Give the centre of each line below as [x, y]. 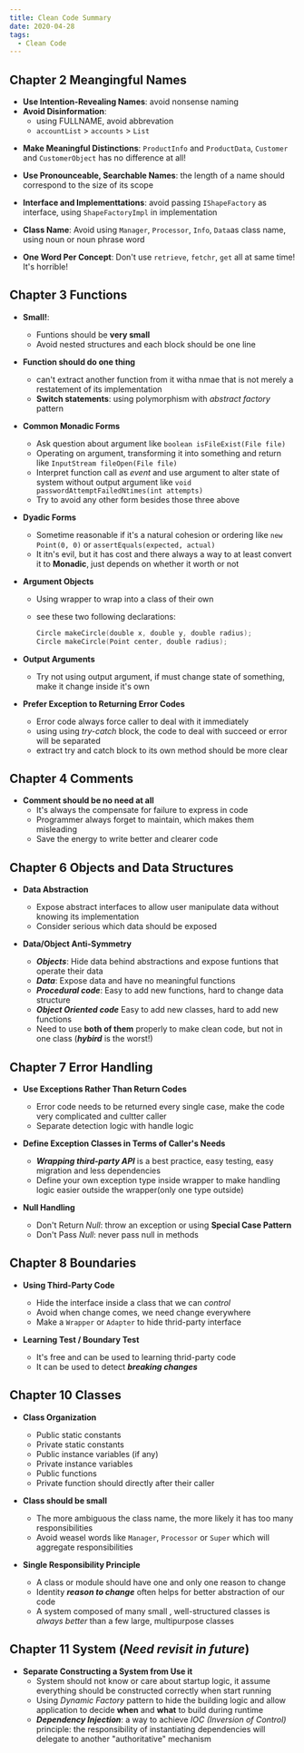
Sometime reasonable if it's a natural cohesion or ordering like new [159, 534]
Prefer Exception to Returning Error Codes [103, 703]
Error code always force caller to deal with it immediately [142, 721]
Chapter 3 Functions [69, 295]
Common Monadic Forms [71, 426]
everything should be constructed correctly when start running [154, 1690]
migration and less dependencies [98, 1170]
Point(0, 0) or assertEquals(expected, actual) [126, 544]
